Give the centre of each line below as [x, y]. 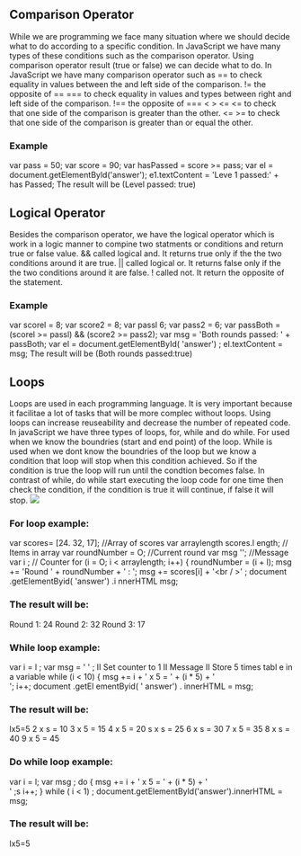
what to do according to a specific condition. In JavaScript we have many [145, 46]
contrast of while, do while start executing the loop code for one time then [146, 480]
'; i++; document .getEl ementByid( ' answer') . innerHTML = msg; [132, 686]
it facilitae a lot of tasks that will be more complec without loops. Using [140, 414]
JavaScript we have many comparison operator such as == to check [136, 75]
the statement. [36, 281]
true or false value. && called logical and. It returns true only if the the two [146, 253]
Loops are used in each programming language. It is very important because [151, 404]
